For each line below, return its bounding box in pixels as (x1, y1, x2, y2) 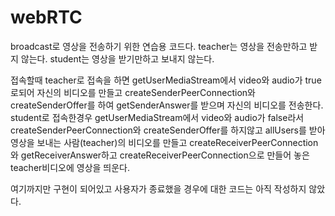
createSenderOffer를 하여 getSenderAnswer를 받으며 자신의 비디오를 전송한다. (10, 99, 324, 111)
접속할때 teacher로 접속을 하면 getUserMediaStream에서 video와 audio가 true (10, 74, 322, 86)
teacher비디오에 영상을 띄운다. (10, 161, 131, 173)
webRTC (10, 6, 83, 29)
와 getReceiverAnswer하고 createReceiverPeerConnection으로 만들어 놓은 (10, 149, 310, 161)
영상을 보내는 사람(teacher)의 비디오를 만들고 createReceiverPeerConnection (10, 136, 319, 148)
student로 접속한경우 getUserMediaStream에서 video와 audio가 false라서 (10, 111, 305, 123)
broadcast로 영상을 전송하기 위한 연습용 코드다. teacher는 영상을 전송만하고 (10, 40, 308, 52)
